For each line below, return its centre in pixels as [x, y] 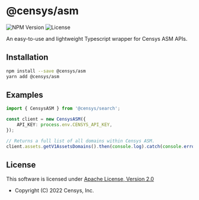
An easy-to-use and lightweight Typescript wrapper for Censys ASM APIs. [97, 38]
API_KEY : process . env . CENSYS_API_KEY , [65, 125]
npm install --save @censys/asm [46, 71]
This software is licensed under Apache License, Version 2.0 [80, 179]
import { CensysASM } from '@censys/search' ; [63, 109]
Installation [27, 57]
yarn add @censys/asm [33, 76]
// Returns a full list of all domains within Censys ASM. [81, 141]
